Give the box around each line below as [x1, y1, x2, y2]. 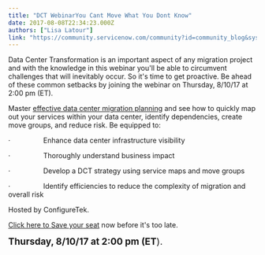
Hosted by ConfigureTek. [8, 205, 89, 215]
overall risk [8, 190, 44, 199]
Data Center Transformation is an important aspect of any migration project [8, 55, 253, 65]
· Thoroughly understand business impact [8, 151, 175, 161]
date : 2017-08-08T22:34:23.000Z [8, 19, 114, 27]
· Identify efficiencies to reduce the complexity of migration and [8, 182, 246, 191]
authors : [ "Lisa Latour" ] [8, 26, 93, 34]
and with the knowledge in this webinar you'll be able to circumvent [8, 64, 227, 73]
